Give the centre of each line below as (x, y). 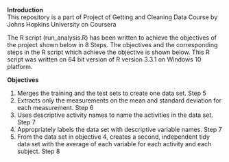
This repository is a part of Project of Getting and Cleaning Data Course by (112, 17)
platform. (20, 67)
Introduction (25, 10)
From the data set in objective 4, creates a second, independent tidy (113, 137)
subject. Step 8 (38, 151)
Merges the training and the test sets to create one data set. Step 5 (112, 93)
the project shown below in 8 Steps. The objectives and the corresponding (112, 45)
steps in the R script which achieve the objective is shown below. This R (109, 52)
